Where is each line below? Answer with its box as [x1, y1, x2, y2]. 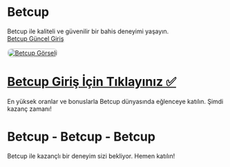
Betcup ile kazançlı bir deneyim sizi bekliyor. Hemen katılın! [7, 152, 175, 160]
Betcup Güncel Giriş [7, 34, 64, 42]
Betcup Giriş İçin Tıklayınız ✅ [7, 74, 177, 90]
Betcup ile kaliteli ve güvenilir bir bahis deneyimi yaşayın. [7, 27, 169, 35]
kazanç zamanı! [7, 105, 52, 113]
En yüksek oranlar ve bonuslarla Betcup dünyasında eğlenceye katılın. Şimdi [7, 97, 224, 105]
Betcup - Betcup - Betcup [7, 129, 155, 145]
